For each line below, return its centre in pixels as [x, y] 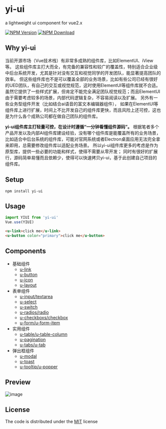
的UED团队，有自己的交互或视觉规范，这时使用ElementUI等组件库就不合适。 [83, 85]
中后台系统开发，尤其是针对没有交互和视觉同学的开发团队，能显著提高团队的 [83, 73]
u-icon [26, 280]
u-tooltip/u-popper [39, 367]
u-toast [27, 361]
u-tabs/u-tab [33, 344]
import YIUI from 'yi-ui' [32, 218]
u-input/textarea [36, 296]
